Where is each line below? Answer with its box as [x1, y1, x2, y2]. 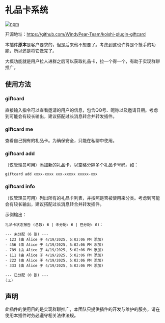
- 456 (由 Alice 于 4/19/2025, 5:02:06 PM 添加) [5, 242, 104, 247]
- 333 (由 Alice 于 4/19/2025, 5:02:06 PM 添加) [5, 263, 104, 268]
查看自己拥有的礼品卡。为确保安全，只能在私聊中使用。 [5, 137, 117, 143]
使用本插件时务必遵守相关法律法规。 [5, 313, 79, 319]
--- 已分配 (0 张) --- [5, 272, 49, 278]
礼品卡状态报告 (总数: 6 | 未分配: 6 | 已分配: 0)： [5, 222, 104, 227]
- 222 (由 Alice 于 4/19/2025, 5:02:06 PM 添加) [5, 258, 104, 263]
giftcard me [5, 126, 33, 133]
